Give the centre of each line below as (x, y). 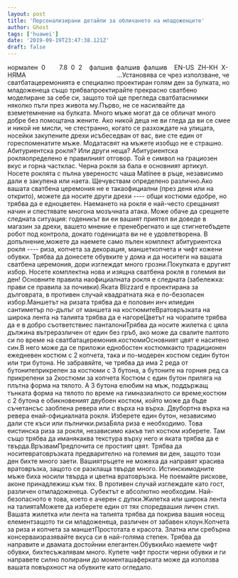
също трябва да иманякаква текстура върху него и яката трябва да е (113, 438)
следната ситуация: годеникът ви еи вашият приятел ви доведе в (107, 219)
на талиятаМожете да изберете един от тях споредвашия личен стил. (114, 506)
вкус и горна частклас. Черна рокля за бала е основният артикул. (108, 166)
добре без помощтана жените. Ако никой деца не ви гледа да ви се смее (119, 120)
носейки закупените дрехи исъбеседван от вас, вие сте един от (105, 135)
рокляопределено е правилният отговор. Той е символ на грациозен (113, 158)
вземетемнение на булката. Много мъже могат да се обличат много (112, 113)
